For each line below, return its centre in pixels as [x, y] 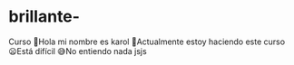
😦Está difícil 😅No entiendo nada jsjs [78, 51]
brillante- [44, 17]
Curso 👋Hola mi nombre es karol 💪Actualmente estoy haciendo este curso [147, 42]
